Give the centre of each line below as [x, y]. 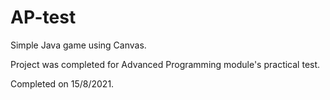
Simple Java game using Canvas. [78, 45]
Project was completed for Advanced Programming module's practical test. [165, 64]
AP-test [43, 17]
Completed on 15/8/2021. [62, 83]
